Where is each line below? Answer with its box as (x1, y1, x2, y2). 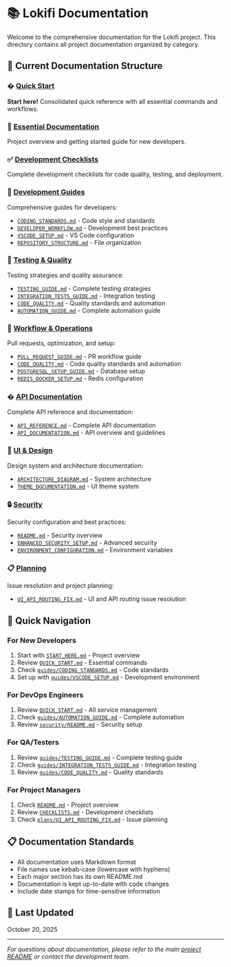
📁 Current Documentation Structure (7, 60, 163, 72)
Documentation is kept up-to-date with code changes (16, 880, 170, 888)
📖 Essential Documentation (7, 122, 100, 131)
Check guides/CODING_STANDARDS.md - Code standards (16, 665, 169, 674)
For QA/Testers (7, 737, 60, 747)
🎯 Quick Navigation (7, 615, 91, 627)
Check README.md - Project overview (16, 801, 119, 809)
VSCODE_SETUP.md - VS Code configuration (16, 231, 135, 239)
